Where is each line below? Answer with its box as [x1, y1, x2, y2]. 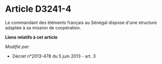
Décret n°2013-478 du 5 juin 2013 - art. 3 [12, 53, 96, 59]
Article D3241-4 [5, 3, 72, 15]
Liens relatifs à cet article [5, 34, 58, 40]
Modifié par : [5, 43, 30, 49]
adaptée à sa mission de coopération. [5, 24, 81, 30]
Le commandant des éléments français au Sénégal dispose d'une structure [5, 20, 157, 25]
